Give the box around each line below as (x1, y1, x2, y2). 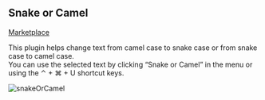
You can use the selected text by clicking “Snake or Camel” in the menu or (8, 60, 253, 69)
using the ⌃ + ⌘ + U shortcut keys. (8, 67, 125, 78)
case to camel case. (8, 51, 74, 60)
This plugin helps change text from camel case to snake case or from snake (8, 43, 258, 52)
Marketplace (8, 27, 50, 37)
